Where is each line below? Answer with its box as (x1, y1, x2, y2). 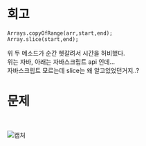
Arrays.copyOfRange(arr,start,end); (7, 29, 113, 37)
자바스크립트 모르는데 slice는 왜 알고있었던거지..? (7, 66, 140, 74)
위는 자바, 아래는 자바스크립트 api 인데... (7, 57, 116, 66)
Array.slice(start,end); (7, 35, 79, 42)
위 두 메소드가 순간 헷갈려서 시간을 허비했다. (7, 49, 126, 57)
